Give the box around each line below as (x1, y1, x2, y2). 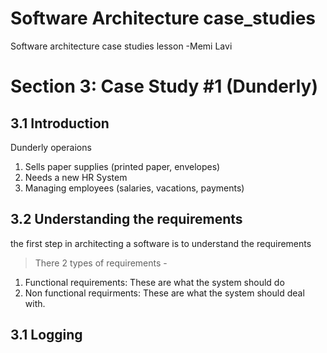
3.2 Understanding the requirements (10, 211, 243, 228)
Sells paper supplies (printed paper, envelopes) (24, 160, 221, 172)
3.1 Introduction (10, 115, 110, 132)
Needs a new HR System (24, 171, 128, 183)
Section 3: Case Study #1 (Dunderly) (10, 75, 318, 98)
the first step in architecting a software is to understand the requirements (10, 237, 312, 249)
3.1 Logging (10, 327, 83, 344)
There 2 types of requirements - (34, 257, 168, 269)
